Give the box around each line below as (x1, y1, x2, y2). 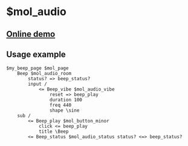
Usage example (6, 49, 66, 59)
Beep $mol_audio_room (17, 71, 71, 77)
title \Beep (38, 129, 69, 135)
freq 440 (49, 102, 71, 109)
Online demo (6, 29, 56, 39)
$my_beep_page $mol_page (6, 65, 69, 71)
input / (28, 81, 47, 87)
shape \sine (49, 107, 80, 113)
